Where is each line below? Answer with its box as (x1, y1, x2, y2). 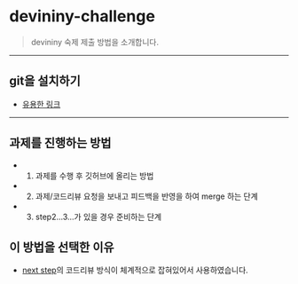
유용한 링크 (21, 99, 61, 109)
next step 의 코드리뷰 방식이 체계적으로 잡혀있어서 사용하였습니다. (21, 264, 248, 276)
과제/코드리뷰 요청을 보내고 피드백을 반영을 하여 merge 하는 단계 (35, 191, 259, 201)
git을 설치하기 (9, 74, 82, 89)
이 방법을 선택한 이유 (9, 240, 114, 255)
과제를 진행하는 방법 (9, 136, 112, 151)
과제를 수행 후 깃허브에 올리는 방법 (35, 170, 154, 181)
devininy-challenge (9, 6, 155, 27)
